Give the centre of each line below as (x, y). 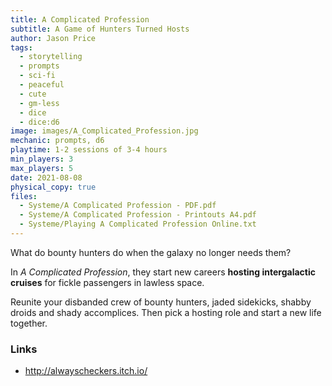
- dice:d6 (39, 122)
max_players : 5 (42, 168)
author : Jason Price (53, 38)
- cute (33, 94)
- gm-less (39, 103)
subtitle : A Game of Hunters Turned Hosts (100, 29)
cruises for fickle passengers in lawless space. (107, 282)
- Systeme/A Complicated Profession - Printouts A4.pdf (138, 215)
